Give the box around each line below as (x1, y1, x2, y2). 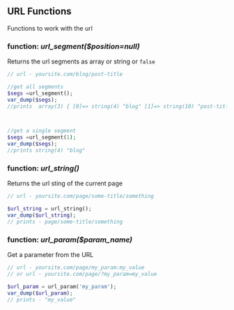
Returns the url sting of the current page (7, 179, 123, 187)
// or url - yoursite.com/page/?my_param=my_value (7, 270, 157, 277)
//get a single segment (7, 127, 77, 134)
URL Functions (7, 6, 72, 17)
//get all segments (7, 83, 64, 90)
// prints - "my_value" (7, 296, 77, 303)
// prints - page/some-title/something (7, 218, 123, 225)
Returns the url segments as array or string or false (7, 57, 155, 65)
